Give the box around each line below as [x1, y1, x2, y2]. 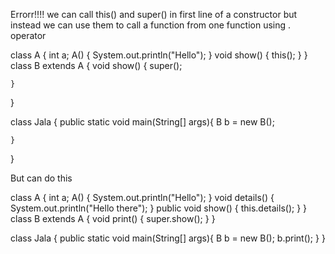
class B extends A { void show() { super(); [10, 60, 183, 71]
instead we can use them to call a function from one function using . [10, 19, 292, 31]
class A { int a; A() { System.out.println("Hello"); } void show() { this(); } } [10, 49, 308, 61]
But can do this [10, 172, 73, 184]
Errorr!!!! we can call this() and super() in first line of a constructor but [10, 9, 298, 20]
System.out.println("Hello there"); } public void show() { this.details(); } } [10, 202, 308, 214]
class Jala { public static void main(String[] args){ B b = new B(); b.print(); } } [10, 232, 326, 244]
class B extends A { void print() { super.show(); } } [10, 213, 216, 224]
